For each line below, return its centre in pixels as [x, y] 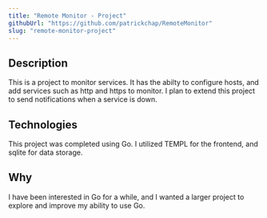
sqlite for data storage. [46, 152]
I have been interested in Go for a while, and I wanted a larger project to [126, 196]
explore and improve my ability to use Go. [77, 205]
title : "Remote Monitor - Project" [68, 16]
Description [38, 63]
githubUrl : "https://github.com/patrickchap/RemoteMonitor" [111, 23]
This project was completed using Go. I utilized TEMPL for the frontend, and [133, 144]
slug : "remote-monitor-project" [62, 30]
